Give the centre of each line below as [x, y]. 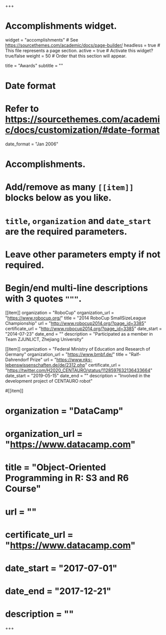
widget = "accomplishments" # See [42, 40]
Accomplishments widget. [61, 26]
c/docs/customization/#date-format [82, 130]
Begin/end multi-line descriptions [77, 288]
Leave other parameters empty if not [83, 254]
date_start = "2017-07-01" [61, 568]
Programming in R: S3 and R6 [67, 478]
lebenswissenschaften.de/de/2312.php [45, 365]
